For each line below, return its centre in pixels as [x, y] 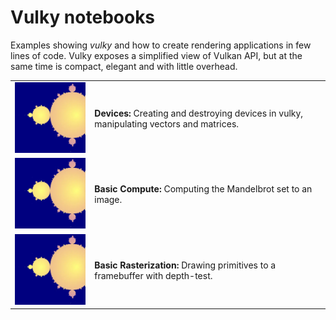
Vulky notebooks [83, 17]
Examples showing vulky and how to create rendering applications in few [161, 45]
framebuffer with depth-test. [153, 275]
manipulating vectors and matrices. [167, 123]
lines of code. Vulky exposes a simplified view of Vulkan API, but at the [156, 55]
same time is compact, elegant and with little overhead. [124, 66]
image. [108, 200]
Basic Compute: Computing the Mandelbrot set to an [203, 189]
